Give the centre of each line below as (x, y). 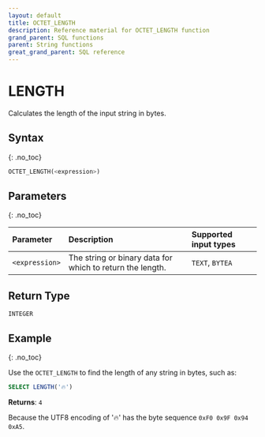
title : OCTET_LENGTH (42, 23)
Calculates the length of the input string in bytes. (88, 113)
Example (30, 338)
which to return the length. (118, 268)
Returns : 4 (25, 402)
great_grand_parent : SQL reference (67, 52)
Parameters (37, 196)
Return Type (39, 296)
